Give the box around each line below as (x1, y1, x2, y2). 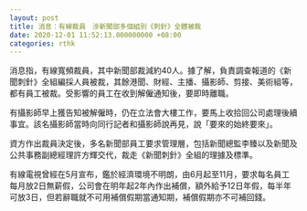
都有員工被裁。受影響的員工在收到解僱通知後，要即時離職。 (9, 88, 234, 99)
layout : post (9, 13, 59, 23)
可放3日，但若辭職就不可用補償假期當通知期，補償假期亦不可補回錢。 (9, 192, 267, 203)
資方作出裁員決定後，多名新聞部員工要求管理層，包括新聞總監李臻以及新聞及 (9, 138, 298, 149)
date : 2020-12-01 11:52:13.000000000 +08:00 (9, 30, 182, 39)
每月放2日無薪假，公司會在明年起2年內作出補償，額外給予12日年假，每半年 (9, 180, 292, 192)
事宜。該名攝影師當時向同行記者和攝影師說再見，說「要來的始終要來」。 (9, 119, 278, 130)
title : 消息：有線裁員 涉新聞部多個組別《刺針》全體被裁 (9, 22, 202, 31)
